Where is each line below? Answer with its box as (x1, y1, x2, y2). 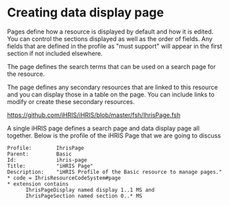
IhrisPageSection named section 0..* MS (25, 192, 143, 199)
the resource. (7, 70, 45, 78)
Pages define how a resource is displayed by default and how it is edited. (7, 27, 214, 36)
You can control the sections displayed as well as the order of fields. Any (7, 34, 213, 42)
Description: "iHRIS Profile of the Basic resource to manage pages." (7, 168, 223, 175)
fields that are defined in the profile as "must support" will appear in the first (7, 42, 223, 50)
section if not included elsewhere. (7, 49, 103, 57)
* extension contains (7, 180, 69, 188)
